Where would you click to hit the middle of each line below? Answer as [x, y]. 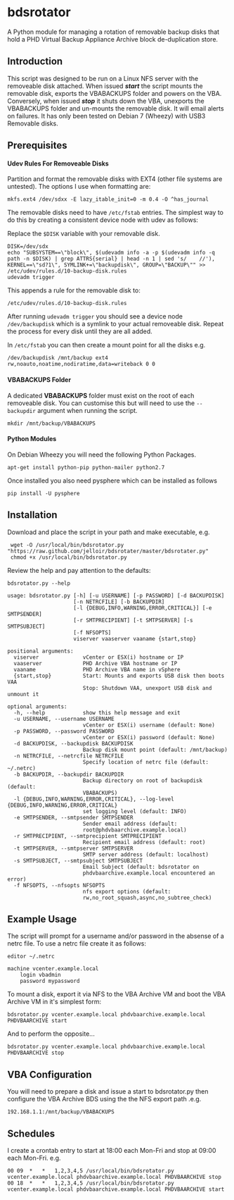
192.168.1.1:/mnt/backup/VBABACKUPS [61, 1112]
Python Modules [32, 439]
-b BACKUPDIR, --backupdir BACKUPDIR [69, 774]
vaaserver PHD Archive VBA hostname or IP [96, 663]
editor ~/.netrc [31, 957]
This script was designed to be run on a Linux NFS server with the [103, 78]
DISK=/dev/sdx [28, 247]
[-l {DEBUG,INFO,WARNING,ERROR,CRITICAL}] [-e [143, 608]
